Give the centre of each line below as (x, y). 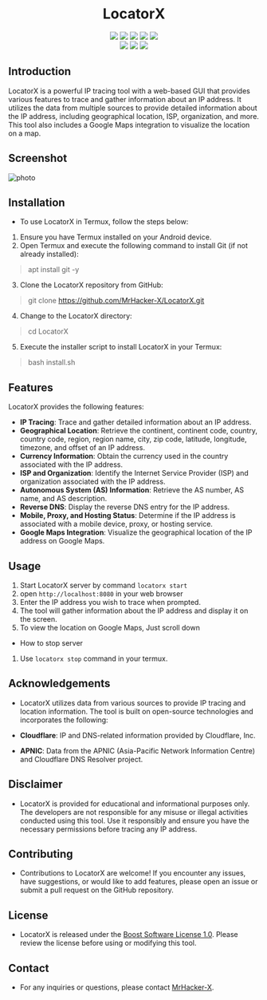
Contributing (41, 854)
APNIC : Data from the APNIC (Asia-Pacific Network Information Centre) (137, 750)
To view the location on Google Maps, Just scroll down (110, 628)
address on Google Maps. (62, 541)
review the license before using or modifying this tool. (108, 943)
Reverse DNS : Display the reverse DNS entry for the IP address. (125, 507)
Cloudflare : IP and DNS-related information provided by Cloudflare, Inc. (138, 735)
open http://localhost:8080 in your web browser (101, 594)
